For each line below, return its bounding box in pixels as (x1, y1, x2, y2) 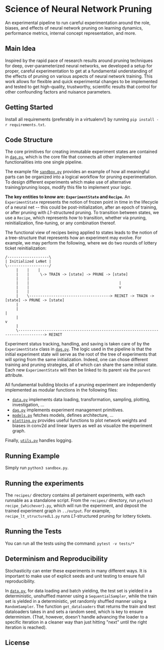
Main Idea (5, 44, 36, 53)
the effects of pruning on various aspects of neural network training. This (5, 73, 153, 79)
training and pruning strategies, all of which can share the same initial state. (5, 362, 158, 368)
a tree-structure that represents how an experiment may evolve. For (5, 235, 142, 241)
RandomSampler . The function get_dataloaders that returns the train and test (5, 603, 156, 609)
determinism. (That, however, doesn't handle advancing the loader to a (5, 614, 148, 619)
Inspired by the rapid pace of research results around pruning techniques (5, 58, 153, 63)
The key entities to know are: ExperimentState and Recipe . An (5, 194, 131, 200)
